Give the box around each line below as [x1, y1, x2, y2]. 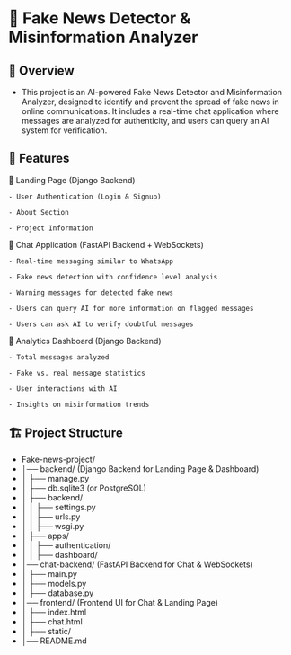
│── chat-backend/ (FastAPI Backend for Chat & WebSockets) [21, 559, 253, 570]
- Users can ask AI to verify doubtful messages [8, 319, 194, 329]
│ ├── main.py [21, 568, 78, 579]
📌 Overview [8, 63, 75, 78]
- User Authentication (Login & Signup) [8, 192, 163, 201]
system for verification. [21, 125, 108, 136]
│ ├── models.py [21, 578, 87, 589]
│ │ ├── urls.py [21, 511, 81, 522]
